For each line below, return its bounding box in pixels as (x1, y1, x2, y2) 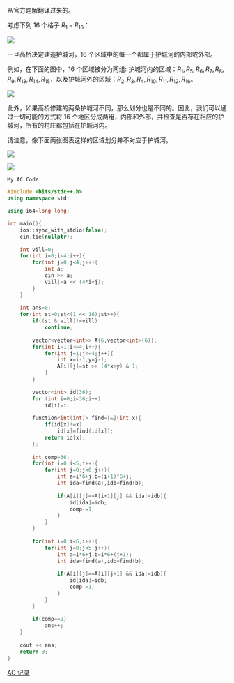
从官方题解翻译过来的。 (7, 6, 75, 14)
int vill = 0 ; (19, 246, 54, 253)
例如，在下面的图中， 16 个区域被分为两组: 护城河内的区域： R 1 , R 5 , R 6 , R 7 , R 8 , (7, 65, 224, 75)
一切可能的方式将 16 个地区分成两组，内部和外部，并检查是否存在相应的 (13, 112, 219, 121)
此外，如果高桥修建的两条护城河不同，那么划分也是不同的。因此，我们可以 (7, 104, 221, 112)
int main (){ (7, 220, 42, 227)
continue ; (44, 324, 73, 331)
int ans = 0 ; (19, 304, 52, 312)
